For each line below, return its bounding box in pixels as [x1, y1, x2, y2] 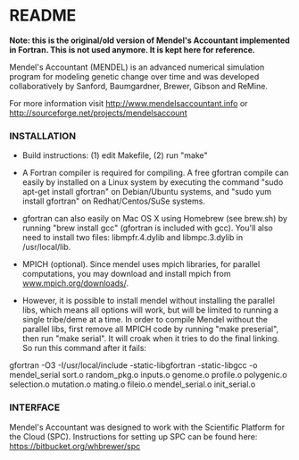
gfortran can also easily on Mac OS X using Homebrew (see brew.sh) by [21, 213, 288, 224]
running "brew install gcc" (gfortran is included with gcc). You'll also [21, 222, 274, 233]
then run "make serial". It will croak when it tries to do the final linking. [21, 333, 279, 344]
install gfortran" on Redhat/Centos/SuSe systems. [21, 196, 205, 206]
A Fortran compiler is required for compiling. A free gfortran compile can [21, 167, 289, 179]
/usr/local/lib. [21, 242, 71, 253]
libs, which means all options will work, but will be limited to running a [21, 305, 278, 315]
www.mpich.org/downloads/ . [21, 278, 129, 289]
